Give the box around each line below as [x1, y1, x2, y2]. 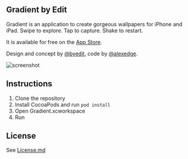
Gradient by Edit [6, 5, 67, 15]
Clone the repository [14, 95, 65, 102]
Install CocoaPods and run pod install [14, 101, 111, 108]
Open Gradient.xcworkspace [14, 107, 85, 114]
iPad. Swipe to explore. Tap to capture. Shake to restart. [6, 27, 143, 34]
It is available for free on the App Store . [6, 38, 102, 45]
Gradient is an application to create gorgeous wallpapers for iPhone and [6, 20, 183, 27]
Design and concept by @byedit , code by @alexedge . [6, 50, 138, 57]
